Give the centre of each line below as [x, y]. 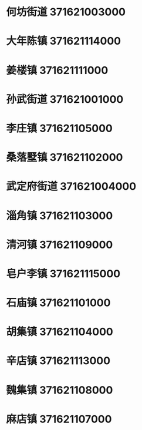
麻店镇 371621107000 [59, 419]
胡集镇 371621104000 [60, 332]
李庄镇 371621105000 [59, 128]
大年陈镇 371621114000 [64, 41]
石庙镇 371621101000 [58, 303]
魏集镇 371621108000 [60, 390]
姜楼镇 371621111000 [57, 70]
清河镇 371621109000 [60, 245]
